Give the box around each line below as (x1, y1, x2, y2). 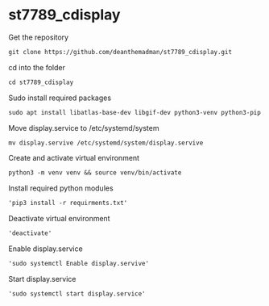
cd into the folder (8, 62, 66, 72)
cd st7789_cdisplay (8, 78, 74, 86)
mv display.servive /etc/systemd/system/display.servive (8, 139, 204, 147)
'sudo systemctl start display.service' (8, 289, 147, 298)
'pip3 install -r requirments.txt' (8, 199, 128, 207)
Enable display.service (8, 244, 83, 254)
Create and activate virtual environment (8, 153, 139, 163)
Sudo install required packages (8, 93, 111, 103)
